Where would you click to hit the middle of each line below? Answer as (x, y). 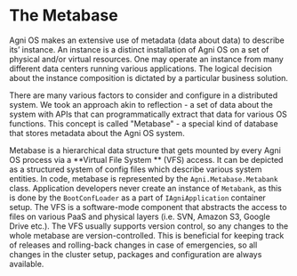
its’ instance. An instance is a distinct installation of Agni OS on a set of (139, 49)
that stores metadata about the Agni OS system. (97, 133)
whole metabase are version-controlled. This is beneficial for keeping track (147, 235)
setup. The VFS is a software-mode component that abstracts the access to (148, 207)
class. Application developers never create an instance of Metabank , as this (145, 188)
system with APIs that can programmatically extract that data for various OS (148, 114)
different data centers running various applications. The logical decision (141, 69)
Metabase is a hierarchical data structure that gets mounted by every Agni (145, 150)
